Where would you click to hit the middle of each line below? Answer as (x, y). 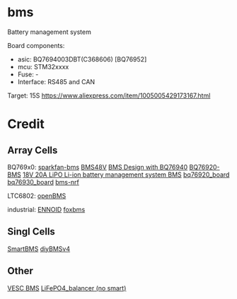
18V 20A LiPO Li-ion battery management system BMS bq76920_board (126, 175)
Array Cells (33, 150)
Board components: (36, 45)
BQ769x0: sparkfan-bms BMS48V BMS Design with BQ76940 (98, 167)
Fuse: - (28, 74)
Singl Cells (31, 231)
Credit (26, 124)
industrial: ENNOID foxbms (46, 209)
